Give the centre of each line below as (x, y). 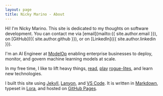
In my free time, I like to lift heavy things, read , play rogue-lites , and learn (79, 68)
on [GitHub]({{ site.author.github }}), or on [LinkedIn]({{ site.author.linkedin (81, 39)
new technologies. (24, 73)
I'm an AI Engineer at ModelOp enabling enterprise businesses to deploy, (79, 53)
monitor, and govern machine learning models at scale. (61, 59)
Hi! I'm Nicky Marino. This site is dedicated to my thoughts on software (77, 28)
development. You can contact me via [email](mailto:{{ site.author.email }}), (81, 33)
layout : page (18, 10)
